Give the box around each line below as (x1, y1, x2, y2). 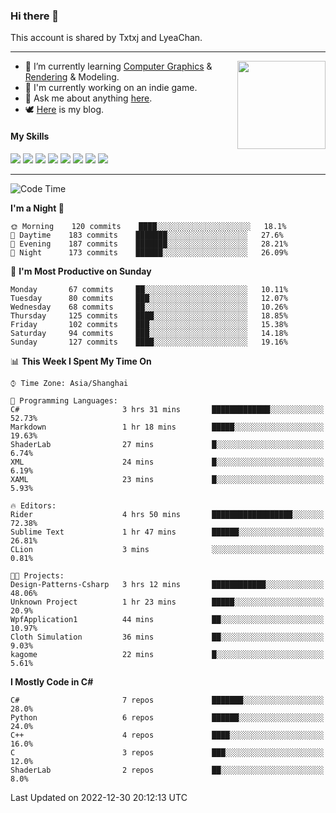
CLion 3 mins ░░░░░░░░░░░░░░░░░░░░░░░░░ (10, 544, 325, 554)
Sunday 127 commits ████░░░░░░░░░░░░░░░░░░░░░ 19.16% (10, 337, 288, 347)
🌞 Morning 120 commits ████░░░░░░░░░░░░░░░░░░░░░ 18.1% (10, 221, 287, 231)
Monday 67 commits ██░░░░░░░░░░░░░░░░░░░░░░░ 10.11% (10, 284, 288, 294)
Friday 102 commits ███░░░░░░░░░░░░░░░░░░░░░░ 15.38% (10, 319, 288, 329)
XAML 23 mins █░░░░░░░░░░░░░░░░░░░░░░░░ (10, 474, 325, 484)
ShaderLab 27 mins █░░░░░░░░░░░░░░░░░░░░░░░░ (10, 439, 325, 449)
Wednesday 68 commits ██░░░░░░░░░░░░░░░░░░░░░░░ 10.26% (10, 302, 288, 312)
